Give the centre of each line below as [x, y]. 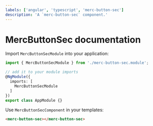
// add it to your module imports [42, 72]
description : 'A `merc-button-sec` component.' [57, 15]
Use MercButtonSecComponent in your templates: [55, 110]
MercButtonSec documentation [73, 40]
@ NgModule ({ [18, 77]
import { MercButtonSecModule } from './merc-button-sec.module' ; [77, 63]
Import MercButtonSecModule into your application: [57, 54]
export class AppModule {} [34, 100]
